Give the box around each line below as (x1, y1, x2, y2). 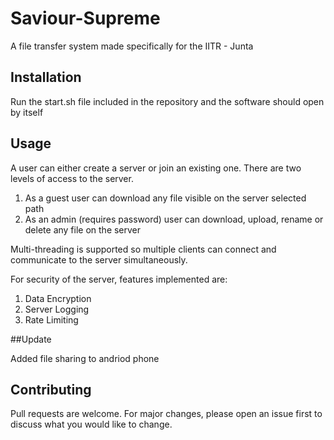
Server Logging (24, 303, 90, 315)
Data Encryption (24, 292, 92, 304)
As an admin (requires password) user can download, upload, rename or (24, 213, 324, 225)
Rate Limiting (24, 313, 79, 326)
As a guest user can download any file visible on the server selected (24, 192, 307, 204)
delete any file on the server (24, 223, 142, 236)
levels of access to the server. (10, 172, 134, 184)
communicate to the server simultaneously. (10, 253, 188, 266)
